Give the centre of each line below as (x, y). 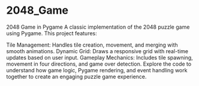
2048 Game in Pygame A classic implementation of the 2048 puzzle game (98, 27)
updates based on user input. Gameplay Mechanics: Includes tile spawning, (99, 57)
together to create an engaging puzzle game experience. (76, 76)
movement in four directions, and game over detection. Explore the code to (99, 64)
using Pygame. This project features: (52, 33)
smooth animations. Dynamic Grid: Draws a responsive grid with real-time (97, 51)
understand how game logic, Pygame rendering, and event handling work (97, 70)
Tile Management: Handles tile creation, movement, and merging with (92, 45)
